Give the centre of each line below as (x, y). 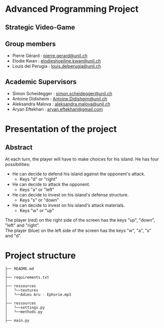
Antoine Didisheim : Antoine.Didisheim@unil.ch (59, 99)
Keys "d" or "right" (38, 179)
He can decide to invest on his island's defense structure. (70, 195)
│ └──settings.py (25, 308)
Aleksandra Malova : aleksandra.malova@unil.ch (61, 104)
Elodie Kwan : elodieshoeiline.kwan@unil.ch (56, 61)
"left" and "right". (23, 226)
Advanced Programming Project (72, 9)
